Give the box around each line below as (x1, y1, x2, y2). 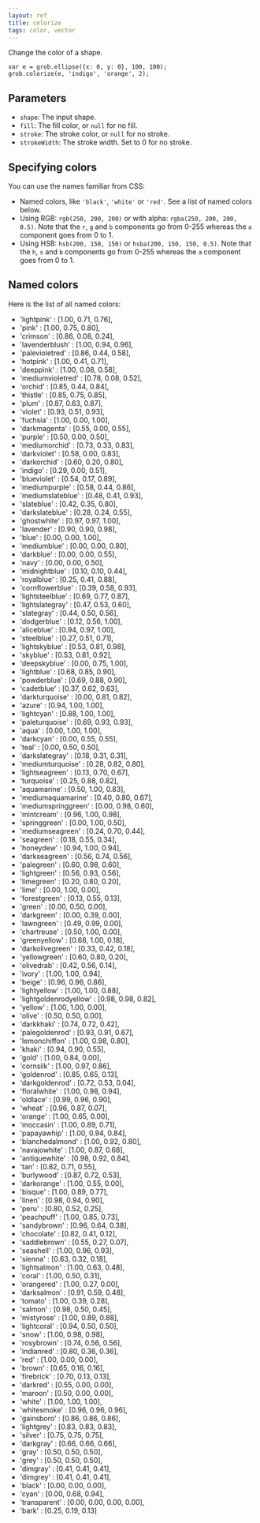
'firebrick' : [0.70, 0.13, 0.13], (19, 1371, 112, 1381)
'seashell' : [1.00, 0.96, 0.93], (19, 1245, 114, 1255)
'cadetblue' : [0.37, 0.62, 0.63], (19, 684, 120, 693)
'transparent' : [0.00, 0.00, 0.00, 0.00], (19, 1497, 145, 1506)
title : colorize (8, 19, 61, 27)
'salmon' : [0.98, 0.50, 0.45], (19, 1304, 113, 1314)
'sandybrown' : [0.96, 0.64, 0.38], (19, 1221, 129, 1230)
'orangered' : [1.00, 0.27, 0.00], (19, 1279, 121, 1289)
